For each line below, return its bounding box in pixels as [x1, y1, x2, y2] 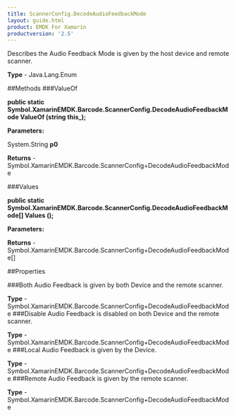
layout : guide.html [7, 17, 65, 24]
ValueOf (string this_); [20, 113, 87, 121]
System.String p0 [7, 140, 58, 149]
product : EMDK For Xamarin [7, 23, 87, 30]
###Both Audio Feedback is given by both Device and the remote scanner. [7, 281, 224, 289]
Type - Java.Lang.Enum [7, 71, 77, 79]
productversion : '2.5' [7, 30, 74, 37]
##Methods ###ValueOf [7, 84, 77, 92]
